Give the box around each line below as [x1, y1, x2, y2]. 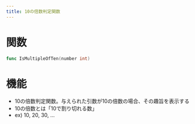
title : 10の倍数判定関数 [6, 8, 60, 15]
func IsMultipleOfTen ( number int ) [6, 55, 91, 62]
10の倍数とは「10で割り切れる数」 [14, 105, 98, 112]
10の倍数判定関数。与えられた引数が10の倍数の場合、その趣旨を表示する [14, 98, 190, 105]
